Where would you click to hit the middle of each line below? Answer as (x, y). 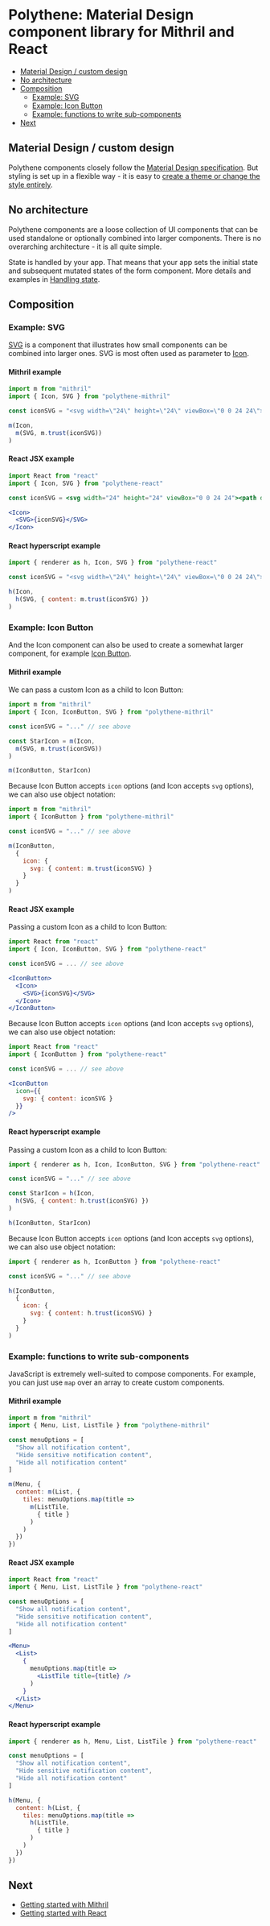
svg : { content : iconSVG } (68, 1098)
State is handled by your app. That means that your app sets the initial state (133, 262)
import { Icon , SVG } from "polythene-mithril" (90, 396)
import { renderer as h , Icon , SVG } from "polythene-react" (113, 563)
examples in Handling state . (54, 279)
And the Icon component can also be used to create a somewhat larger (126, 645)
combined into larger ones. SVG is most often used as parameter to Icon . (129, 354)
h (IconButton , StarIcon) (50, 1223)
